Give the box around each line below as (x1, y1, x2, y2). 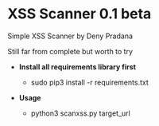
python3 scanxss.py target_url (30, 108, 130, 118)
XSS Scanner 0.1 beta (7, 5, 152, 23)
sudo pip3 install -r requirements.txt (30, 77, 149, 87)
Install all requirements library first (18, 61, 137, 72)
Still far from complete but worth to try (7, 46, 133, 56)
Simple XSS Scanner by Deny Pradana (7, 31, 133, 41)
